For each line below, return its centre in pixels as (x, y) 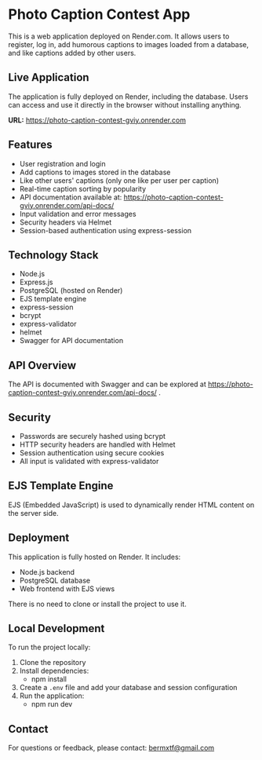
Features (30, 145)
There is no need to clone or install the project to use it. (97, 604)
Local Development (56, 628)
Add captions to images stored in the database (95, 172)
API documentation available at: (71, 197)
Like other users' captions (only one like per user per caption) (119, 180)
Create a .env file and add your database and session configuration (128, 688)
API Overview (42, 365)
